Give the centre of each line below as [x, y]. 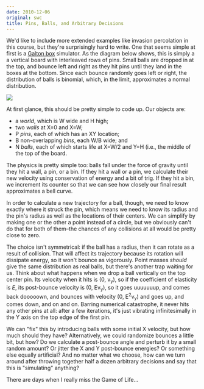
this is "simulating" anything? [43, 368]
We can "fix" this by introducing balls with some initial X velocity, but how [98, 329]
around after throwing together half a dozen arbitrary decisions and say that [101, 362]
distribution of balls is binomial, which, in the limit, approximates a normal [98, 79]
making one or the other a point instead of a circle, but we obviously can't [99, 223]
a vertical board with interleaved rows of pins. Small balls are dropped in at [100, 60]
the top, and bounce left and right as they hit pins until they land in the [94, 66]
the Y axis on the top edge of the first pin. [58, 317]
